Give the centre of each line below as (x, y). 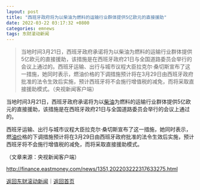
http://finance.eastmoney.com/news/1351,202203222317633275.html (92, 169)
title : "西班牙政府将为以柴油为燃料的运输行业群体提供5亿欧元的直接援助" (87, 17)
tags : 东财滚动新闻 (28, 34)
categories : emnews (31, 28)
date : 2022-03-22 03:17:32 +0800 (48, 23)
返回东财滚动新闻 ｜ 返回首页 (40, 181)
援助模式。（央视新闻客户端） (62, 89)
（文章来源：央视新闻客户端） (43, 157)
